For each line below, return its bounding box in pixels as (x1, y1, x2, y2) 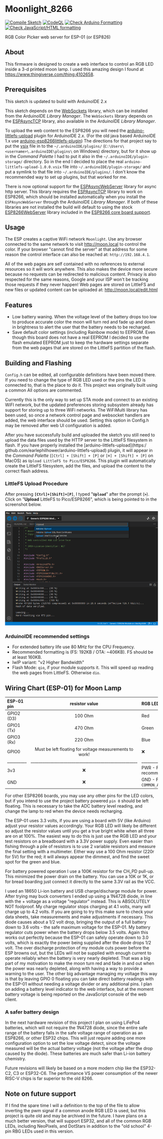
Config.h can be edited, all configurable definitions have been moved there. (5, 372, 156, 378)
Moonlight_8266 (5, 3, 73, 15)
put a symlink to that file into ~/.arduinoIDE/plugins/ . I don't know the (5, 169, 146, 174)
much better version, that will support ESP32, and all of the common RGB (5, 1118, 151, 1124)
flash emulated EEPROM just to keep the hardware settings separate (12, 340, 149, 345)
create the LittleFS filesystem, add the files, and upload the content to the (5, 463, 152, 468)
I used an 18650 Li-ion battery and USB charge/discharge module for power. (5, 888, 158, 894)
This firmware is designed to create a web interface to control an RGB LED (5, 61, 154, 67)
